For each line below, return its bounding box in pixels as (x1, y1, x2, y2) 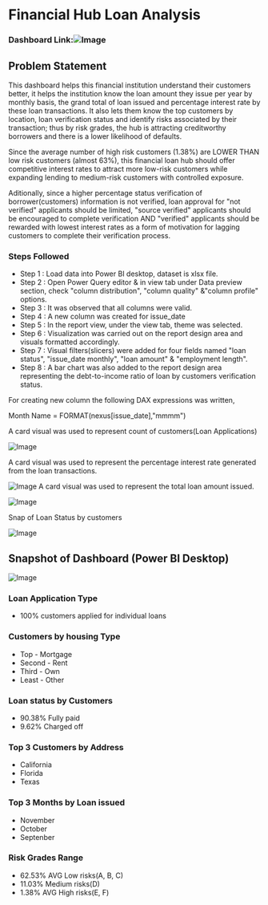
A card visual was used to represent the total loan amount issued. (38, 481, 254, 491)
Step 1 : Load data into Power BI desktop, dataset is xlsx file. (19, 269, 218, 278)
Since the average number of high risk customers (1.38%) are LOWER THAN (8, 147, 260, 156)
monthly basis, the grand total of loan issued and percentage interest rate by (8, 97, 261, 107)
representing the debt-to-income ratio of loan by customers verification (19, 371, 256, 381)
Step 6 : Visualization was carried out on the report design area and (19, 329, 243, 339)
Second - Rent (19, 658, 68, 668)
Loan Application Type (8, 592, 98, 603)
